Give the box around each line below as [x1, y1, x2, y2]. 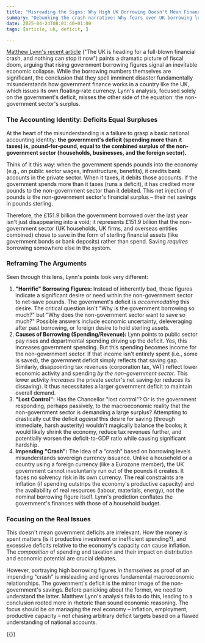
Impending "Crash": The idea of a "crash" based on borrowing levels [15, 447, 191, 455]
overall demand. [15, 389, 56, 396]
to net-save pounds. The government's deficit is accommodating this [15, 298, 190, 305]
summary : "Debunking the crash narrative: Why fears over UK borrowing [6, 15, 192, 21]
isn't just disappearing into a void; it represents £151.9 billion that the [6, 218, 179, 225]
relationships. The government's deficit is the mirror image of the [6, 579, 170, 587]
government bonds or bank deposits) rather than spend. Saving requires [6, 237, 188, 245]
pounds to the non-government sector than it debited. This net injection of [6, 187, 193, 194]
